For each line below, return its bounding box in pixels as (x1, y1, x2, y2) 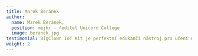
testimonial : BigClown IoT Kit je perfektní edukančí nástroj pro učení (6, 36, 189, 41)
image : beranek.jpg (11, 30, 60, 36)
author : (6, 14, 25, 20)
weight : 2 (6, 41, 31, 47)
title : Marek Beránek (6, 8, 60, 15)
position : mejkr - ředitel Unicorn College (11, 24, 120, 31)
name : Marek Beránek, (11, 19, 65, 25)
